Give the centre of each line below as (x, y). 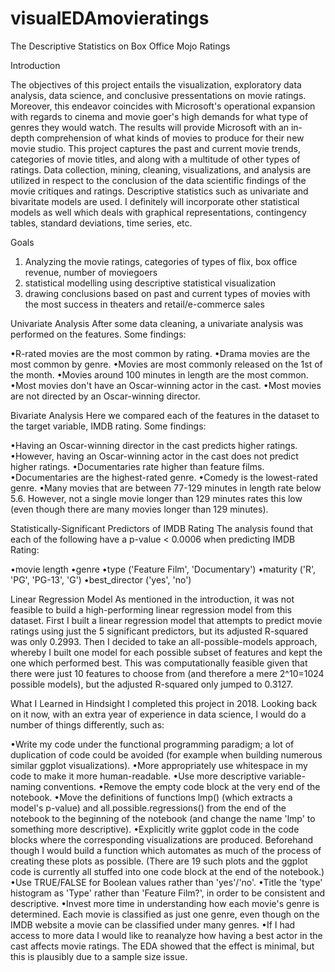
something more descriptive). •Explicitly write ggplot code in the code (155, 829)
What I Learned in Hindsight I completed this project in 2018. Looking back (164, 703)
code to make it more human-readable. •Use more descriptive (138, 776)
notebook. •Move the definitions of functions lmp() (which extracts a (151, 797)
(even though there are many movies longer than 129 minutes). (139, 509)
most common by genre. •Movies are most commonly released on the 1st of (166, 364)
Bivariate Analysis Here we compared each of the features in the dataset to (165, 415)
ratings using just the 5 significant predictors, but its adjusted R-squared (159, 631)
